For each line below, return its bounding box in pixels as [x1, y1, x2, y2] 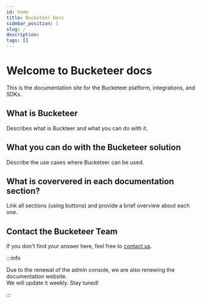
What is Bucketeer [6, 108, 78, 119]
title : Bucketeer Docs [6, 15, 64, 21]
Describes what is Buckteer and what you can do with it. [6, 124, 148, 132]
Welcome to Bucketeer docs [6, 64, 153, 78]
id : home [6, 9, 29, 15]
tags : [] [6, 37, 29, 43]
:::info [6, 255, 21, 262]
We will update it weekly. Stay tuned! [6, 279, 99, 286]
